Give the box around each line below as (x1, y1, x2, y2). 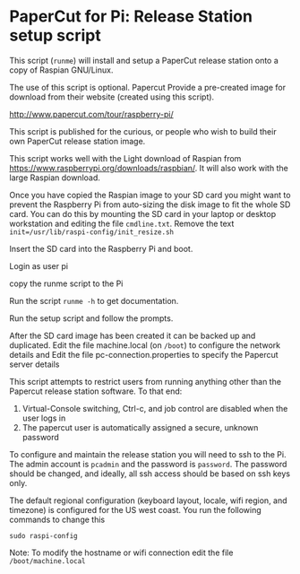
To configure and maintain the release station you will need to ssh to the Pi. (9, 448, 287, 459)
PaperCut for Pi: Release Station (9, 6, 253, 27)
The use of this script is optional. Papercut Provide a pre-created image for (9, 82, 287, 92)
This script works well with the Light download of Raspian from (9, 152, 242, 163)
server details (9, 359, 60, 370)
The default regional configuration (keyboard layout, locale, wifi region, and (9, 495, 288, 506)
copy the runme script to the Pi (9, 278, 124, 289)
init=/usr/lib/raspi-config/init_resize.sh (9, 227, 175, 237)
